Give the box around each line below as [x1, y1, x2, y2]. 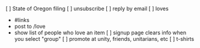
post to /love [14, 23, 46, 30]
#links [14, 17, 29, 23]
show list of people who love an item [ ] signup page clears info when [14, 29, 187, 36]
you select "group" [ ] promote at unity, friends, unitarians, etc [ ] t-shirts [14, 36, 195, 42]
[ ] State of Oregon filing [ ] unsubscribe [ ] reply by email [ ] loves [5, 5, 169, 12]
